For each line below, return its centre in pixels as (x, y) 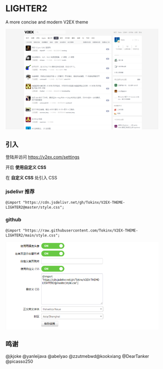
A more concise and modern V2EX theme (47, 22)
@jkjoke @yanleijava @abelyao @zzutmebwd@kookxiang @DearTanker (77, 356)
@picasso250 (19, 361)
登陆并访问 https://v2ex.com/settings (42, 157)
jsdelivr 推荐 (20, 192)
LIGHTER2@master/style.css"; (35, 208)
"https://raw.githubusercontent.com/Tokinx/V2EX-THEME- (81, 230)
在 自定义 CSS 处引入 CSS (32, 178)
